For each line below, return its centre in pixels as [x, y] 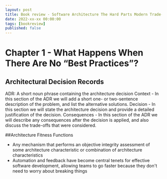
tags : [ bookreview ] [25, 24]
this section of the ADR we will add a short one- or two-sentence [72, 99]
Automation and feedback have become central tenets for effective [81, 161]
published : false [23, 28]
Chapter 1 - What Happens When [74, 53]
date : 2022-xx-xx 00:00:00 [33, 19]
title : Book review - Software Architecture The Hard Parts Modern [77, 14]
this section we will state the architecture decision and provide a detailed [80, 109]
